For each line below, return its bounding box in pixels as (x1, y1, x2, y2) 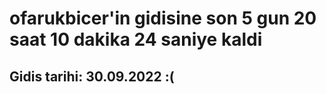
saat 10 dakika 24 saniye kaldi (9, 28, 263, 51)
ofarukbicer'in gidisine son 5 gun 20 (9, 7, 317, 30)
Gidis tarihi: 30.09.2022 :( (9, 68, 175, 85)
